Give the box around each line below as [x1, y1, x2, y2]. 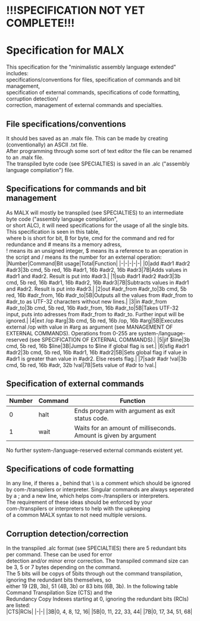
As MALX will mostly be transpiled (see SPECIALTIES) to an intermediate [6, 209, 184, 216]
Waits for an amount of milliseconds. [74, 424, 176, 432]
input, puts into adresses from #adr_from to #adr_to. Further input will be [6, 310, 185, 317]
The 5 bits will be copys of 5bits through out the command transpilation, [6, 570, 183, 577]
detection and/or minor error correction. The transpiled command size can [6, 557, 189, 565]
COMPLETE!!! [6, 16, 75, 30]
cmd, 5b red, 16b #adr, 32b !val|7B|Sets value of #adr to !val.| [6, 361, 157, 368]
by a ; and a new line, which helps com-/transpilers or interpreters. [6, 492, 170, 500]
